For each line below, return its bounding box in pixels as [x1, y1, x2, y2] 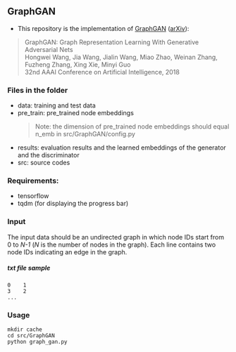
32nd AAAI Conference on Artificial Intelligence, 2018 [24, 67, 180, 76]
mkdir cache [7, 326, 42, 333]
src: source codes [17, 158, 70, 167]
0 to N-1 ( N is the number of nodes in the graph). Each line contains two [7, 240, 216, 249]
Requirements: [7, 176, 59, 185]
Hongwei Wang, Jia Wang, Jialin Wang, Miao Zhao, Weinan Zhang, [24, 53, 218, 61]
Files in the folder [7, 85, 68, 95]
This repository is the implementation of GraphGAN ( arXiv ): [17, 24, 190, 32]
